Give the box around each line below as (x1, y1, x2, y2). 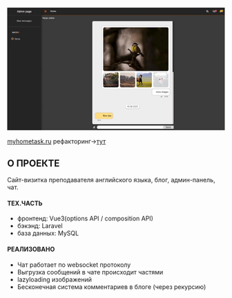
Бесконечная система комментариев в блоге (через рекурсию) (17, 282, 206, 291)
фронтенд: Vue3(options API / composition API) (17, 214, 154, 222)
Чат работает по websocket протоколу (17, 261, 131, 269)
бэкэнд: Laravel (17, 222, 64, 230)
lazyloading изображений (17, 275, 92, 283)
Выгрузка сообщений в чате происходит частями (17, 268, 164, 276)
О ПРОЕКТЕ (7, 157, 60, 169)
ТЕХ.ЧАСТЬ (7, 199, 43, 207)
